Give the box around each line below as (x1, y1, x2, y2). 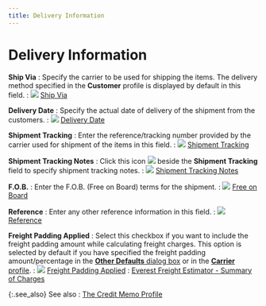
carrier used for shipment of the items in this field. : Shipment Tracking (8, 140, 249, 149)
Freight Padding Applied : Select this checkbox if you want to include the (8, 230, 249, 240)
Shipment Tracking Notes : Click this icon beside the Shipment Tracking (8, 156, 258, 165)
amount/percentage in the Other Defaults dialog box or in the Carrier (8, 256, 236, 265)
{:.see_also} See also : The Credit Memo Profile (8, 289, 163, 299)
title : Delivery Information (8, 11, 105, 20)
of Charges (8, 273, 45, 283)
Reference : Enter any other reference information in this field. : (8, 207, 216, 216)
